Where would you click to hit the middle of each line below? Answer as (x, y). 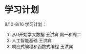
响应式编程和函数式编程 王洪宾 (42, 46)
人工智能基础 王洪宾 (32, 40)
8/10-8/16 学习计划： (26, 24)
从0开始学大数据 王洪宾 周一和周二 (46, 34)
